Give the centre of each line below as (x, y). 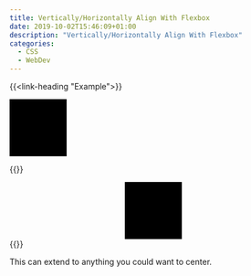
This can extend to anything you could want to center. (111, 262)
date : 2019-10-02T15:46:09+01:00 (73, 27)
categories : (32, 43)
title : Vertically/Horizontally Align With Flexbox (110, 18)
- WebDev (34, 60)
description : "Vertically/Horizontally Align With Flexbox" (126, 35)
